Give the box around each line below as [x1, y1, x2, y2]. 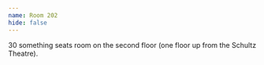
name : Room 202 [8, 11, 58, 20]
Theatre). [8, 49, 39, 58]
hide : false [8, 19, 47, 27]
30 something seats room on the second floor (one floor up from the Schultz [8, 40, 257, 49]
